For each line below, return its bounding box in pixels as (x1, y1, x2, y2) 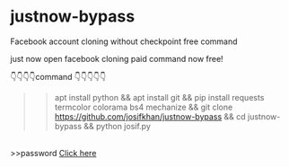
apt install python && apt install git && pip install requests (54, 92, 265, 102)
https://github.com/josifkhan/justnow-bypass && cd (54, 110, 246, 122)
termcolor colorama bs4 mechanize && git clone (54, 101, 233, 112)
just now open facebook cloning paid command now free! (10, 53, 223, 64)
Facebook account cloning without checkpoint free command (10, 36, 238, 47)
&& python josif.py (83, 120, 152, 131)
